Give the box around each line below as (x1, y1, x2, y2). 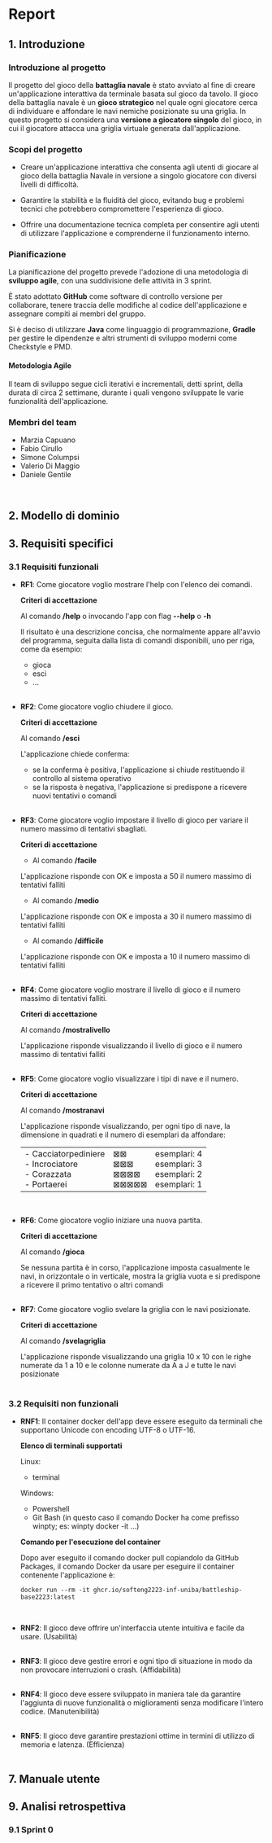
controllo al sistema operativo (32, 774, 132, 783)
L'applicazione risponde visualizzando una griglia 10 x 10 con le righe (19, 1352, 252, 1362)
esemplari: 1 (154, 1178, 203, 1190)
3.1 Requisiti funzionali (8, 561, 99, 573)
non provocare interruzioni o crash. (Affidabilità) (19, 1665, 181, 1674)
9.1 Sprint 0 (8, 1824, 54, 1836)
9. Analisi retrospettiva (8, 1800, 127, 1814)
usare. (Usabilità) (19, 1632, 78, 1642)
